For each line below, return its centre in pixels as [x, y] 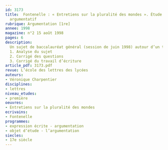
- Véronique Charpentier [31, 79]
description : [19, 42]
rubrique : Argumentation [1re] [38, 24]
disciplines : [19, 84]
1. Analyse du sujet [31, 51]
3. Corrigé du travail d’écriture [45, 61]
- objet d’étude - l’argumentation [42, 130]
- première [16, 98]
